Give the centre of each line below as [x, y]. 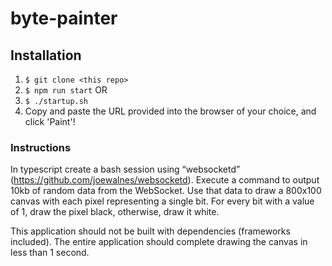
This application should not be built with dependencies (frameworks [150, 231]
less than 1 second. [50, 253]
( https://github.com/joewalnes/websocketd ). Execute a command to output [165, 180]
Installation [46, 55]
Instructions [41, 147]
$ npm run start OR [66, 90]
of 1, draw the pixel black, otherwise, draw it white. [115, 212]
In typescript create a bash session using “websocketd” [125, 169]
